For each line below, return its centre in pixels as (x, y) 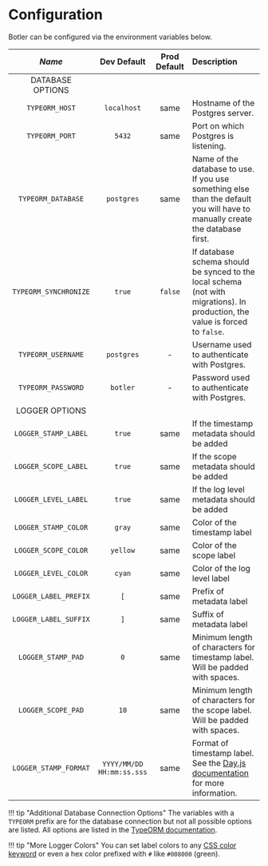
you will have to (221, 209)
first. (201, 239)
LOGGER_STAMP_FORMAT (51, 768)
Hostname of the (223, 103)
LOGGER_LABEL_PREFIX (51, 596)
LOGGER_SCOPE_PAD (51, 710)
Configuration (56, 15)
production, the (221, 312)
